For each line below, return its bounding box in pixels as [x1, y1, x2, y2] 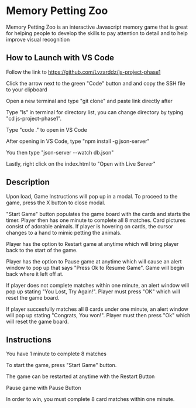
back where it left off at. [6, 270, 64, 277]
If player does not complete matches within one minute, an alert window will [6, 282, 189, 289]
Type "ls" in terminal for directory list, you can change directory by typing [6, 108, 184, 115]
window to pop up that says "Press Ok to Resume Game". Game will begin [6, 264, 184, 271]
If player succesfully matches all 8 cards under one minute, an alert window [6, 306, 189, 313]
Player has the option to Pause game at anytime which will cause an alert [6, 258, 183, 265]
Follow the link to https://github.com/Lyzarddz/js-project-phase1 [6, 68, 161, 76]
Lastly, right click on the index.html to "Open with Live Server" [6, 160, 156, 167]
